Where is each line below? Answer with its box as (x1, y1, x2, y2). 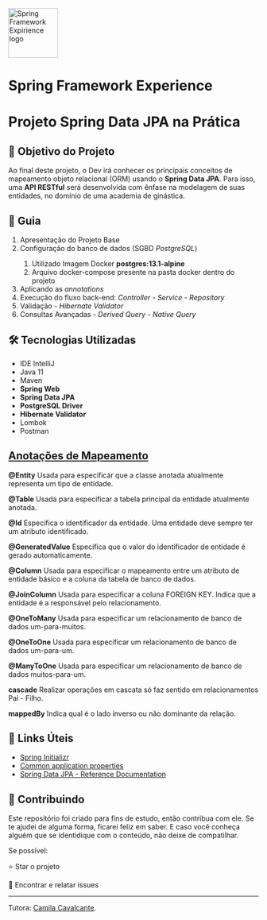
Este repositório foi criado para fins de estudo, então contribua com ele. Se (8, 814, 254, 823)
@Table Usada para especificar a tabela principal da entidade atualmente (8, 494, 250, 504)
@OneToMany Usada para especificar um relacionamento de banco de (8, 613, 242, 623)
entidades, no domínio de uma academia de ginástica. (8, 191, 185, 201)
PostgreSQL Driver (19, 400, 83, 410)
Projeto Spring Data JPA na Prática (8, 113, 241, 131)
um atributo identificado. (8, 526, 89, 535)
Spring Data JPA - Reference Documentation (19, 770, 167, 779)
